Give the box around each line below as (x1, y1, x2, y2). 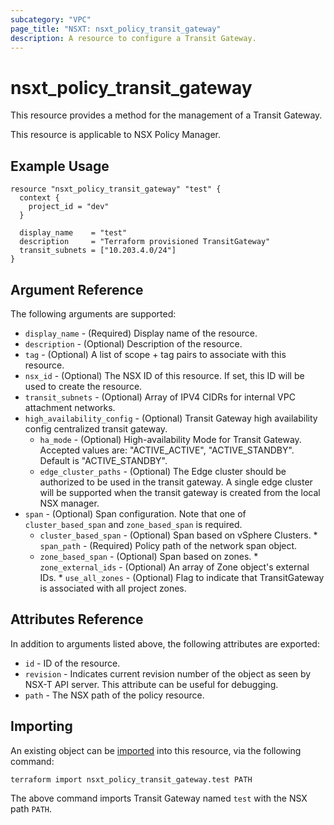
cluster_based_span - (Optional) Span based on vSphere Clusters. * (39, 529, 318, 541)
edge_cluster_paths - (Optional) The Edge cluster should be (39, 465, 287, 477)
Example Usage (10, 157, 110, 175)
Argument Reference (10, 281, 144, 298)
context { (19, 193, 60, 203)
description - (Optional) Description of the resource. (24, 337, 243, 350)
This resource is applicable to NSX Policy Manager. (10, 129, 222, 141)
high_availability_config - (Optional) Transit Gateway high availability (24, 412, 318, 424)
